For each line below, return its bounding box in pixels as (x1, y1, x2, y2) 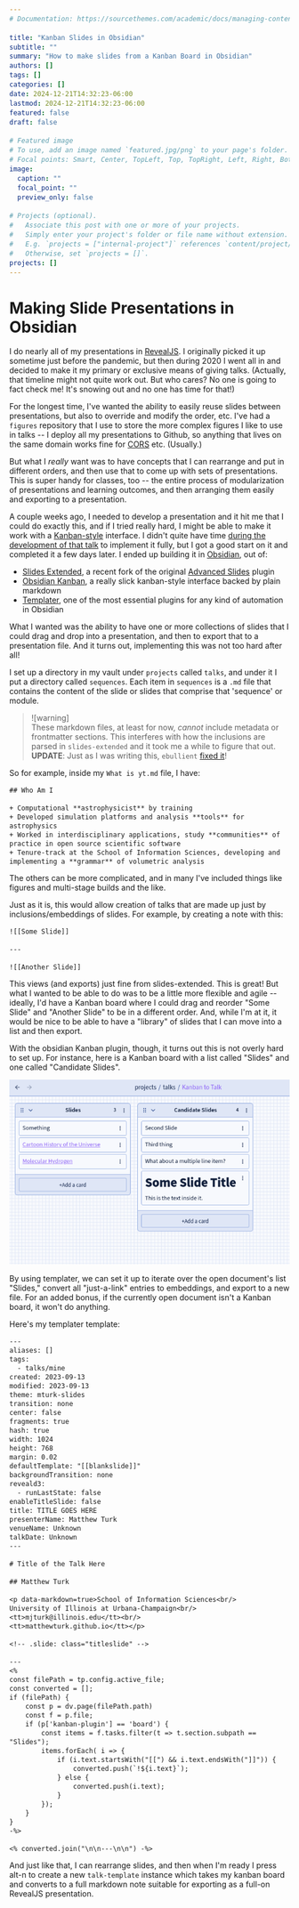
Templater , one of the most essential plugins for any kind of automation (21, 594, 284, 605)
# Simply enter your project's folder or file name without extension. (9, 230, 289, 239)
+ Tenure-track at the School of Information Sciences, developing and (9, 848, 280, 858)
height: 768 (9, 1444, 53, 1453)
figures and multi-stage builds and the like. (9, 882, 166, 893)
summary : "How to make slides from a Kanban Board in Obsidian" (9, 52, 253, 61)
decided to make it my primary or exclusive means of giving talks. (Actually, (9, 365, 287, 376)
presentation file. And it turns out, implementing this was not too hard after (9, 641, 283, 651)
